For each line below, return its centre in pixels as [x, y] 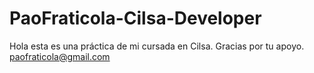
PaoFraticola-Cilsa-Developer [135, 18]
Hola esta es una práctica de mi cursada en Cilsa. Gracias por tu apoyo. [157, 46]
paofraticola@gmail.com [60, 56]
